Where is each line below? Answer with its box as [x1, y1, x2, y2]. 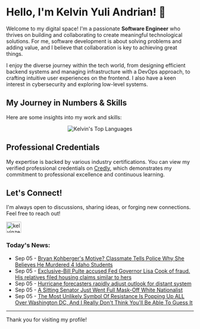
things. [6, 50, 23, 57]
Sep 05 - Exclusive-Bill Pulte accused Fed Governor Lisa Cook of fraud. [14, 267, 190, 274]
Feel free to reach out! [6, 210, 61, 217]
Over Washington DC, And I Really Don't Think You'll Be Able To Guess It [14, 299, 193, 306]
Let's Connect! [6, 188, 62, 198]
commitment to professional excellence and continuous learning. [6, 170, 165, 178]
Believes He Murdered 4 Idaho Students [14, 261, 113, 268]
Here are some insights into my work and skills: [6, 113, 122, 121]
